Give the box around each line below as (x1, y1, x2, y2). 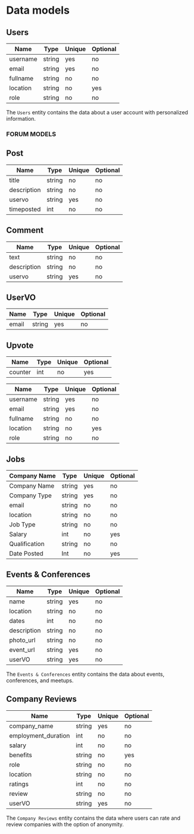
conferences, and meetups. (6, 676, 74, 684)
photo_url (9, 636, 36, 644)
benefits (9, 751, 33, 759)
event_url (9, 645, 35, 654)
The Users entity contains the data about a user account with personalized (6, 109, 189, 116)
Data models (6, 4, 70, 17)
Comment (6, 225, 44, 236)
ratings (9, 780, 29, 788)
